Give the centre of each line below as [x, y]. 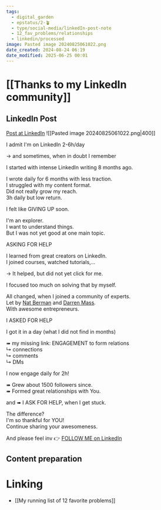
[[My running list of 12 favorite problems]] [65, 500]
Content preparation [44, 459]
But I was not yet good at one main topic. [56, 233]
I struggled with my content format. [49, 185]
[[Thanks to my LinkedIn [66, 85]
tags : [13, 11]
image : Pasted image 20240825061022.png [56, 45]
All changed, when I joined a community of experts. [68, 296]
